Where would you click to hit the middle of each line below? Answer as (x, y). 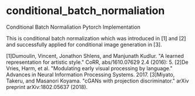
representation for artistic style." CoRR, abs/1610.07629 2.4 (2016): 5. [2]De (97, 62)
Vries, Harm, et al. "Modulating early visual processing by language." (89, 68)
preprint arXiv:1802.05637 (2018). (47, 87)
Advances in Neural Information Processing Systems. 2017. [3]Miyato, (90, 74)
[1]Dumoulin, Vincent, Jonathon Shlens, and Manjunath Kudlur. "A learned (95, 56)
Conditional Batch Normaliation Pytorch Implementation (73, 27)
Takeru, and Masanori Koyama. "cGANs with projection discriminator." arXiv (97, 81)
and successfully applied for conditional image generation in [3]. (84, 44)
